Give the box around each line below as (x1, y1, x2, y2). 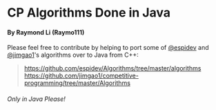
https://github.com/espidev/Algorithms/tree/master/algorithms (23, 64, 202, 73)
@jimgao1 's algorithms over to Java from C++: (7, 51, 139, 59)
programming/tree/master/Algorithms (23, 79, 131, 87)
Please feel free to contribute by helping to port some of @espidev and (7, 44, 209, 52)
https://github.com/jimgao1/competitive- (23, 71, 139, 80)
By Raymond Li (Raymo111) (7, 28, 85, 36)
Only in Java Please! (7, 95, 66, 103)
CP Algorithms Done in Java (7, 5, 171, 21)
